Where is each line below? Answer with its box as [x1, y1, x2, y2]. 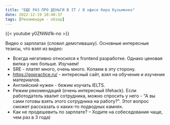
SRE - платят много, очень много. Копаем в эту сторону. [12, 66, 136, 72]
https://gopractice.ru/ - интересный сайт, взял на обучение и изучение [12, 72, 165, 78]
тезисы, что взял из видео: [5, 46, 63, 52]
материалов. [12, 77, 41, 83]
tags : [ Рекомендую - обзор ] [5, 17, 65, 22]
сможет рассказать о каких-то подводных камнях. [12, 104, 123, 110]
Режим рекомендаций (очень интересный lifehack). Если [12, 88, 137, 94]
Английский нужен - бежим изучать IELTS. [12, 82, 106, 88]
